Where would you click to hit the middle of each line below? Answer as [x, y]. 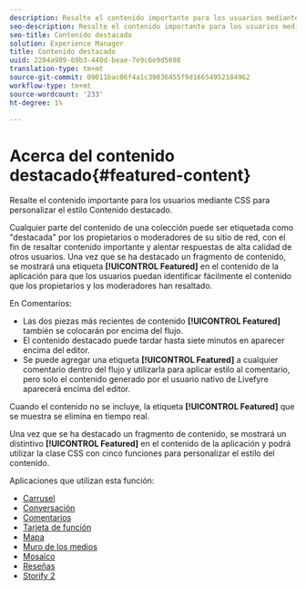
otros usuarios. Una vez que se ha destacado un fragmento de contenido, [148, 257]
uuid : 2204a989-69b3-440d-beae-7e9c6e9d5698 [95, 60]
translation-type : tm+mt [56, 69]
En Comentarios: [41, 304]
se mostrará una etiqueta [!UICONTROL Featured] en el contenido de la [144, 266]
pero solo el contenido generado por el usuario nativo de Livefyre [145, 379]
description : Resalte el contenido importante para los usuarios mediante [154, 18]
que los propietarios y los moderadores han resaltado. [111, 286]
